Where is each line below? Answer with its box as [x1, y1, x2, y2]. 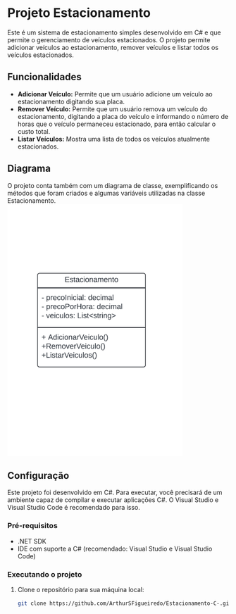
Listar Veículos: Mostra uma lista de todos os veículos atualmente [17, 134, 210, 143]
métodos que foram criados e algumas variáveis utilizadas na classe [7, 189, 206, 197]
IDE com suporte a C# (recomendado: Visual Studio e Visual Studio [17, 544, 213, 553]
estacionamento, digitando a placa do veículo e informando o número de [17, 112, 229, 120]
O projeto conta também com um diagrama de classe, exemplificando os [7, 181, 218, 189]
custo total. [17, 127, 51, 135]
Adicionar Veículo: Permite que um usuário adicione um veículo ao [17, 89, 213, 98]
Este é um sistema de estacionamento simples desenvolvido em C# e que [7, 28, 221, 37]
